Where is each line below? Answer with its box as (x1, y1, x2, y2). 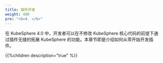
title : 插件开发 (5, 7, 35, 12)
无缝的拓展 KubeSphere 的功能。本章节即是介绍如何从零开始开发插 (18, 36, 154, 42)
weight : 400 (5, 12, 30, 17)
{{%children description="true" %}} (5, 53, 78, 59)
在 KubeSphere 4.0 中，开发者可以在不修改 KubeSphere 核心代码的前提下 (5, 31, 154, 36)
